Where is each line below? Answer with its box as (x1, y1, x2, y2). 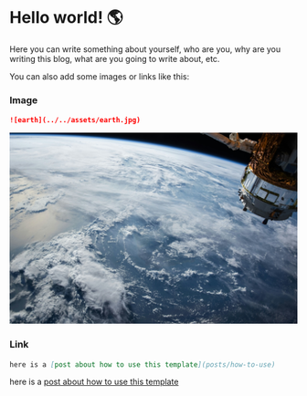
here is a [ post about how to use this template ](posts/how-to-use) (9, 360, 276, 370)
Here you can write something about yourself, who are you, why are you (9, 43, 281, 55)
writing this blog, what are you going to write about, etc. (9, 53, 220, 64)
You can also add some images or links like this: (9, 70, 190, 82)
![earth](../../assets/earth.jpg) (9, 116, 142, 125)
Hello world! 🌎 (9, 7, 123, 28)
